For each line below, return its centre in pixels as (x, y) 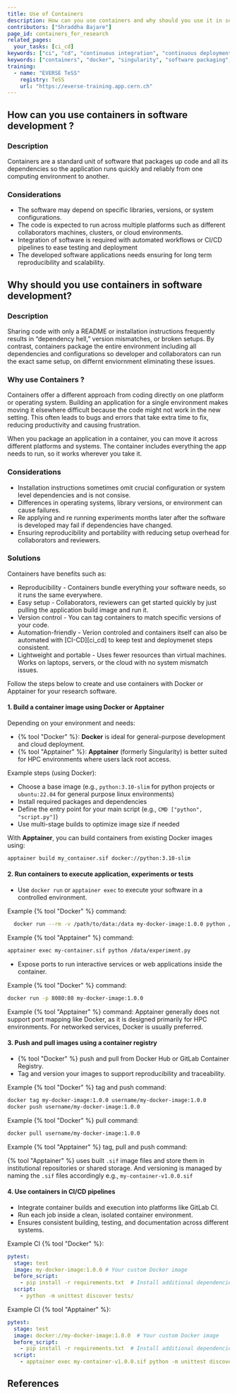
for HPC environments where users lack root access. (94, 760)
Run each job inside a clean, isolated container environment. (105, 1215)
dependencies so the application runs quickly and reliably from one (105, 169)
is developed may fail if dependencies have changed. (95, 525)
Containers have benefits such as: (57, 574)
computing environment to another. (59, 176)
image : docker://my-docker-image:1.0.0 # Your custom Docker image (116, 1335)
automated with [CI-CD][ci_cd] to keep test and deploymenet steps (115, 639)
